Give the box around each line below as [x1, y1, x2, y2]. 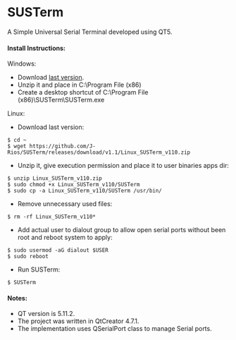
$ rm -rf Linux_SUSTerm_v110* [7, 213, 97, 221]
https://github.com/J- [29, 142, 97, 150]
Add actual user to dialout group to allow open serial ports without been [17, 226, 226, 234]
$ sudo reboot [7, 253, 49, 260]
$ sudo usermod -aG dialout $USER [7, 247, 109, 254]
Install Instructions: [7, 44, 66, 52]
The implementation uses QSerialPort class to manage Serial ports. [17, 324, 213, 333]
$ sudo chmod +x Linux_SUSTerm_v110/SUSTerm [7, 181, 140, 188]
